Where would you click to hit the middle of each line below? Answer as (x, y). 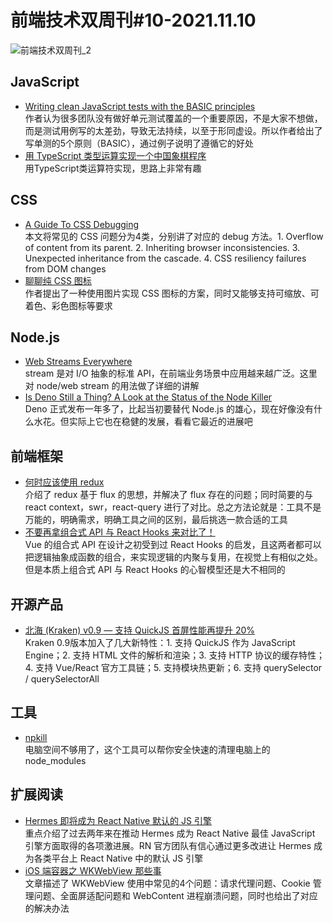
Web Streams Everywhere (78, 362)
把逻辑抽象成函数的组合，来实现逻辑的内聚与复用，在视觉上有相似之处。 (173, 557)
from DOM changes (65, 268)
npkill (36, 737)
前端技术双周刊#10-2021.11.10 (133, 20)
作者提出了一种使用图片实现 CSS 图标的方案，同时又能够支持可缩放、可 (172, 293)
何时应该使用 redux (64, 482)
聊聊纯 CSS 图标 (58, 280)
